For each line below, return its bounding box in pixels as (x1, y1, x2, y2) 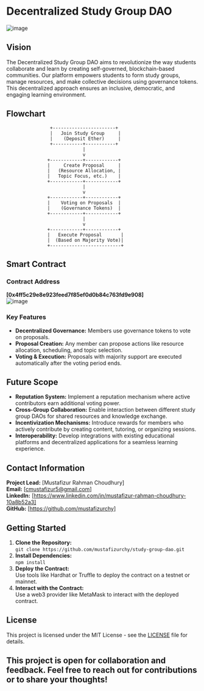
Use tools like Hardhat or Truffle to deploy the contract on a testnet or (15, 571, 190, 579)
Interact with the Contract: (15, 584, 84, 591)
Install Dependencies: (15, 552, 72, 559)
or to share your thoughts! (6, 675, 108, 685)
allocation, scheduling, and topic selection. (15, 346, 123, 354)
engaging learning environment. (6, 90, 86, 98)
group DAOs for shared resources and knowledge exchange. (15, 412, 167, 420)
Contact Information (6, 462, 85, 473)
